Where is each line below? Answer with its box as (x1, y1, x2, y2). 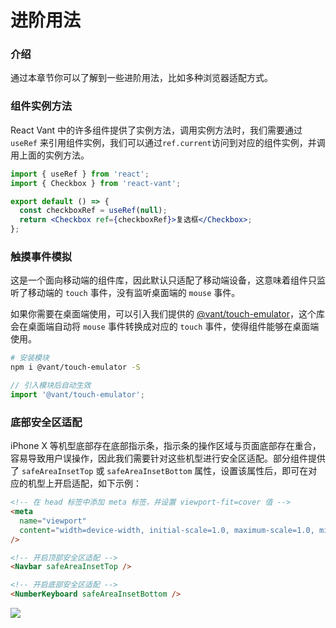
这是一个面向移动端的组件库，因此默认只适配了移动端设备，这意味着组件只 (10, 274, 317, 286)
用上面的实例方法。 (10, 149, 90, 161)
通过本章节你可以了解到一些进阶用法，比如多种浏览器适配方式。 (10, 72, 273, 84)
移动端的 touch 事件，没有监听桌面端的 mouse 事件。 (27, 287, 241, 299)
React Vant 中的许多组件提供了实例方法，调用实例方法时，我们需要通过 (10, 124, 303, 136)
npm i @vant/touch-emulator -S (10, 362, 141, 373)
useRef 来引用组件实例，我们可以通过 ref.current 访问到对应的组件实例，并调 (10, 136, 326, 148)
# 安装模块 (10, 353, 50, 363)
